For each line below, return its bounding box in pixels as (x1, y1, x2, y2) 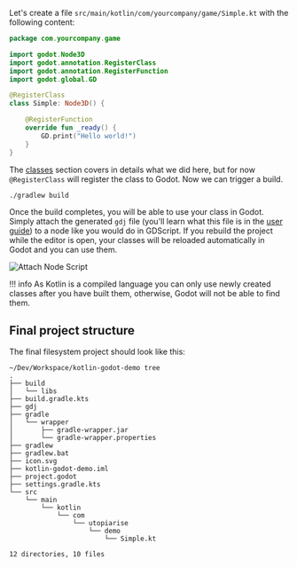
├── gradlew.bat (9, 449, 69, 458)
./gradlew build (9, 191, 69, 200)
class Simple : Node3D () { (9, 99, 105, 108)
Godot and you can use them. (9, 244, 118, 255)
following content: (9, 17, 75, 28)
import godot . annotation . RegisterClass (9, 58, 157, 67)
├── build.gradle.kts (9, 395, 90, 404)
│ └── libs (9, 387, 58, 396)
